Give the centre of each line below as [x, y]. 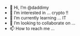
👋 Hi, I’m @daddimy [29, 8]
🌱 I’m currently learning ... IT [38, 18]
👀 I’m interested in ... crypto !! [39, 13]
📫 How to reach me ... [32, 28]
